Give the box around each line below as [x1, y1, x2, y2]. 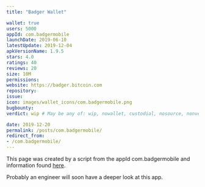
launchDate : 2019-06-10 [6, 37, 67, 43]
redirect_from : [6, 133, 45, 139]
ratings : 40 [6, 59, 37, 66]
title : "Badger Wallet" [6, 9, 67, 15]
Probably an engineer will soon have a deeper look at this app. [6, 174, 164, 180]
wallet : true [6, 19, 40, 26]
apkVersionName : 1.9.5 [6, 48, 64, 55]
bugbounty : [6, 105, 34, 111]
